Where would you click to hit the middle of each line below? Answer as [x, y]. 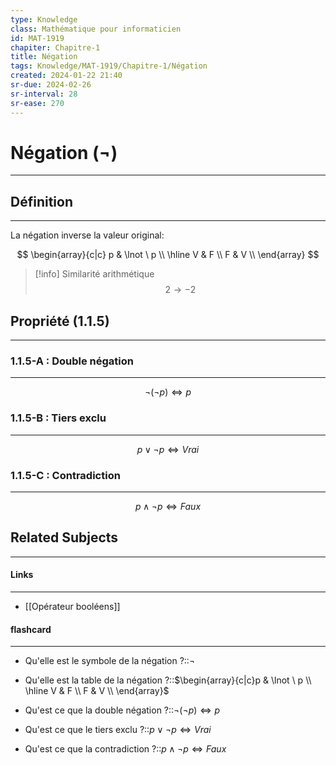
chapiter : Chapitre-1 [55, 47]
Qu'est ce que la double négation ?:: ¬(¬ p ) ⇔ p [122, 710]
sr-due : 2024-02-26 [51, 85]
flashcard [31, 629]
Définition [41, 201]
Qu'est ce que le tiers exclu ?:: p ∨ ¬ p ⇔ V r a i [118, 730]
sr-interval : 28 [44, 94]
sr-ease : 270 [37, 103]
